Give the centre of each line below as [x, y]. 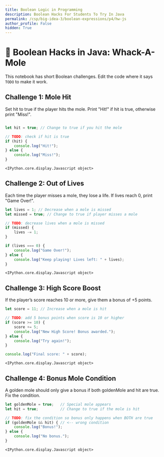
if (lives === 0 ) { [25, 246]
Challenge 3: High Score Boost [53, 288]
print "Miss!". [18, 114]
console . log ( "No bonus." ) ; [42, 436]
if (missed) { [20, 228]
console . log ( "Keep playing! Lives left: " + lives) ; [69, 259]
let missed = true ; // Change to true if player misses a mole [71, 214]
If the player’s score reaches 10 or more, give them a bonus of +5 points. [79, 300]
